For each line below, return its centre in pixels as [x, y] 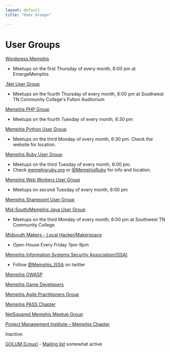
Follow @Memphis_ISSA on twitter [49, 265]
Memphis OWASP [24, 275]
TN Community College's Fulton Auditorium [59, 99]
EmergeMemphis [31, 74]
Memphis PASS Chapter [30, 304]
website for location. [34, 144]
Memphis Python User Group [36, 129]
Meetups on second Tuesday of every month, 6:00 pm [70, 190]
